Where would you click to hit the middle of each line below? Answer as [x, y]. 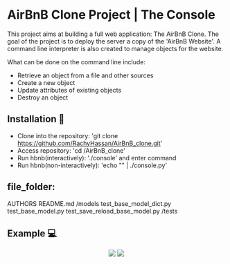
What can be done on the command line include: [77, 62]
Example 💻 [32, 233]
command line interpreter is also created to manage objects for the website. [115, 48]
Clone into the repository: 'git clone [68, 135]
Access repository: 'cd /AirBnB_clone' [71, 150]
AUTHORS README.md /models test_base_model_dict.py [89, 203]
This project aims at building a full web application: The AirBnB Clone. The [113, 34]
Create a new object [46, 82]
